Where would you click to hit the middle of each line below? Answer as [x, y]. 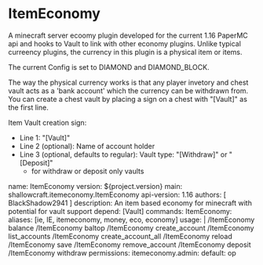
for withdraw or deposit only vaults [88, 171]
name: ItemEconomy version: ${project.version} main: [95, 186]
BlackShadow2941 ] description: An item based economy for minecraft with [130, 203]
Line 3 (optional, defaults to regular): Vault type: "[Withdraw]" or [123, 154]
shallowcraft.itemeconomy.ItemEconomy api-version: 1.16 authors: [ [117, 194]
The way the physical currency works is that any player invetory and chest [128, 82]
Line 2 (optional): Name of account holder [87, 146]
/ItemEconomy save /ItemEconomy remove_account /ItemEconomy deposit [130, 245]
